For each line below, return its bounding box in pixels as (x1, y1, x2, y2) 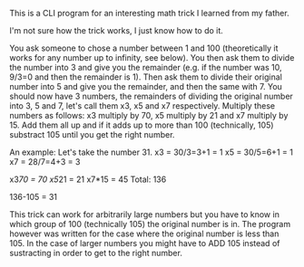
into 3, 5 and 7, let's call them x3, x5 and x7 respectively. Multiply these (9, 100, 275, 111)
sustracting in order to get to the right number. (9, 248, 183, 258)
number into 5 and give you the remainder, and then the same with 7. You (9, 81, 283, 91)
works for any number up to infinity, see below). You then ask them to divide (9, 52, 295, 62)
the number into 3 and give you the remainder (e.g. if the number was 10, (9, 62, 282, 72)
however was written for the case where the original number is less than (9, 228, 279, 239)
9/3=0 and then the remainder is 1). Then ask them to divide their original (9, 72, 283, 82)
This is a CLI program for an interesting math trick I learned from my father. (9, 8, 289, 18)
